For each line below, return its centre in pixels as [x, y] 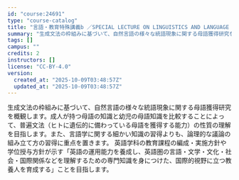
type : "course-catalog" [43, 21]
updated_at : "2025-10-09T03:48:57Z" [68, 86]
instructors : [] [31, 60]
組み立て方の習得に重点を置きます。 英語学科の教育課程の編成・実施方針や [117, 143]
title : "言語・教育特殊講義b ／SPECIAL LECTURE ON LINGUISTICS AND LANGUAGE [118, 27]
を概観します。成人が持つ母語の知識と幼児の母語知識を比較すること [107, 116]
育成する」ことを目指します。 [69, 169]
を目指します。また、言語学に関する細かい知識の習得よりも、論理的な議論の [119, 134]
